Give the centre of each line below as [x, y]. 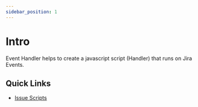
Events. [15, 64]
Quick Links [28, 83]
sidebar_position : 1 [32, 12]
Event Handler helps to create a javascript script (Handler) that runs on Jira [99, 58]
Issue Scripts [30, 98]
